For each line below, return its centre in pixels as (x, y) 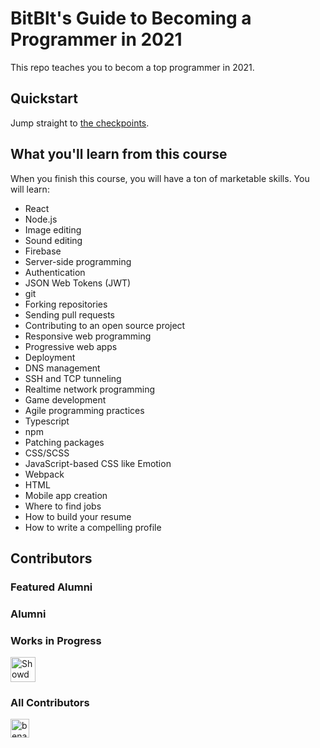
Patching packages (64, 442)
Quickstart (44, 98)
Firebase (43, 251)
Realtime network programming (90, 389)
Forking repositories (66, 304)
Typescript (47, 421)
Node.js (41, 219)
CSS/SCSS (47, 453)
